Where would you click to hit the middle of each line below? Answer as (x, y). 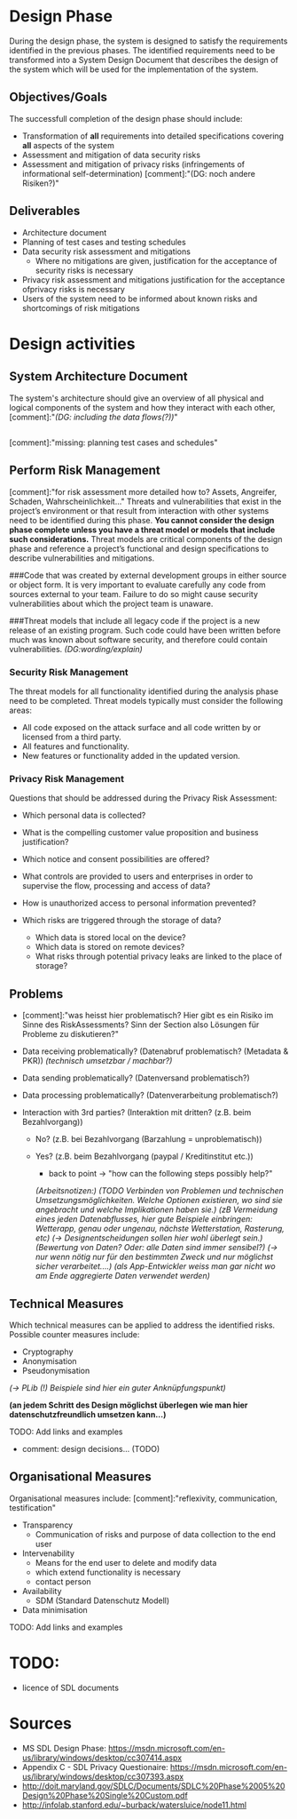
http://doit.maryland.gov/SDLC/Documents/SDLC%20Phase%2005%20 (153, 1786)
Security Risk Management (69, 672)
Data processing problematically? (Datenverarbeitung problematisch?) (150, 1096)
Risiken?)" (40, 183)
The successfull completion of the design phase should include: (126, 118)
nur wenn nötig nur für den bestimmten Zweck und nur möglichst (154, 1257)
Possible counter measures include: (74, 1334)
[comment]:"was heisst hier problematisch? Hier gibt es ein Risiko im (148, 1016)
